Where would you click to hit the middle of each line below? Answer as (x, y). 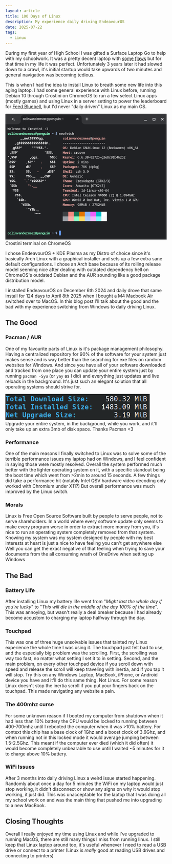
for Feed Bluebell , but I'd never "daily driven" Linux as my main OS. (76, 107)
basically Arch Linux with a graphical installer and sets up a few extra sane (84, 259)
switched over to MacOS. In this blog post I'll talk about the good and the (82, 301)
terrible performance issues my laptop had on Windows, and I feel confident (86, 459)
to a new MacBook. (26, 805)
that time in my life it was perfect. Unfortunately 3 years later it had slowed (84, 64)
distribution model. (25, 280)
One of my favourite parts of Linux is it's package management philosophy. (84, 348)
